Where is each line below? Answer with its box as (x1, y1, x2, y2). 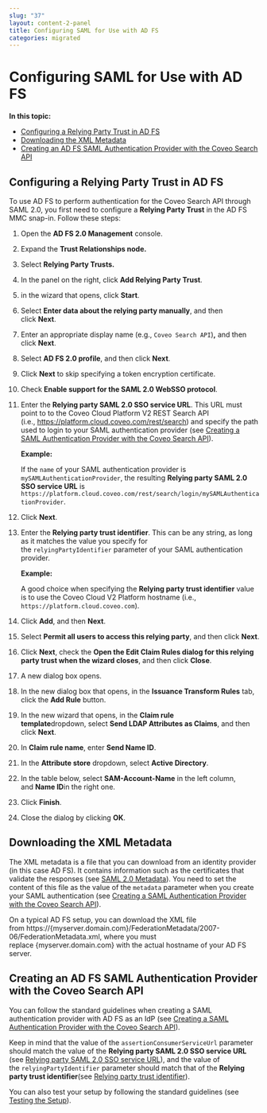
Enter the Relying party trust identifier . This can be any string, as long (20, 528, 253, 537)
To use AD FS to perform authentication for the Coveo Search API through (9, 197, 251, 205)
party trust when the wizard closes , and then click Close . (20, 656, 212, 665)
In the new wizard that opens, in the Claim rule (20, 710, 174, 720)
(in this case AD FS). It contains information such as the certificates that (9, 865, 245, 875)
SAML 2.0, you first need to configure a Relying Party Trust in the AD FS (9, 205, 247, 214)
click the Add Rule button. (20, 695, 106, 705)
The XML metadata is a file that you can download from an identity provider (9, 857, 257, 866)
